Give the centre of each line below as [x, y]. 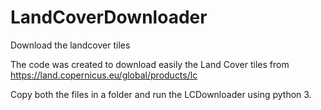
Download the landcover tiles [70, 45]
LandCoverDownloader [109, 17]
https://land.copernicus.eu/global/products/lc [104, 75]
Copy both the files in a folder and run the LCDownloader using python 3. [161, 94]
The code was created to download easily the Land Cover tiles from [150, 64]
